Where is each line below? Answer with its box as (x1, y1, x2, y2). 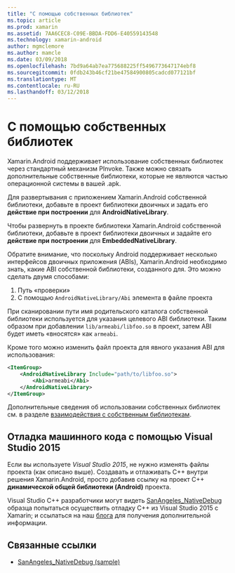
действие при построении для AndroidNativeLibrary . (7, 208, 169, 216)
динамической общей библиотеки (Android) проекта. (7, 482, 172, 492)
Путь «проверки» (17, 286, 70, 295)
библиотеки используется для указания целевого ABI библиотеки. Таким (7, 315, 227, 323)
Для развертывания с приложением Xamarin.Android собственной (7, 193, 207, 202)
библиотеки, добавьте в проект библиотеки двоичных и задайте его (7, 229, 212, 237)
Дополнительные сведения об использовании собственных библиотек (7, 403, 221, 411)
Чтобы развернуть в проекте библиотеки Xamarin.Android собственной (7, 222, 222, 230)
